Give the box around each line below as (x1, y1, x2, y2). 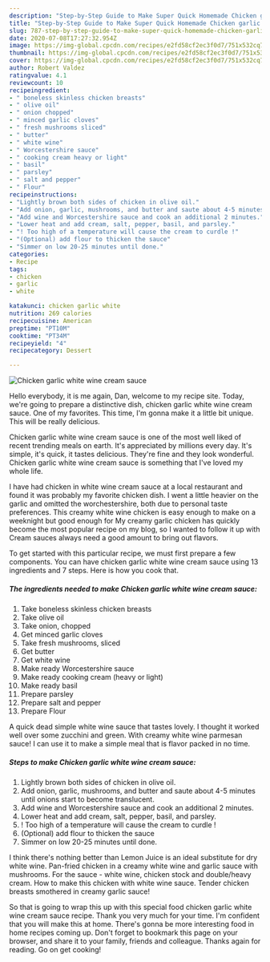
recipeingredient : (9, 86, 71, 95)
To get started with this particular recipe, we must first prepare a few (9, 548, 236, 558)
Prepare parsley (20, 689, 75, 699)
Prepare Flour (20, 706, 66, 716)
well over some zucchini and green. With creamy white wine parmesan (9, 730, 243, 740)
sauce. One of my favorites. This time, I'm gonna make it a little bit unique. (9, 408, 254, 418)
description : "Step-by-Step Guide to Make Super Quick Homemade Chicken (9, 11, 257, 20)
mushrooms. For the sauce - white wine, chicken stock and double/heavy (9, 870, 252, 879)
